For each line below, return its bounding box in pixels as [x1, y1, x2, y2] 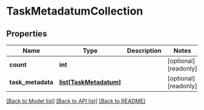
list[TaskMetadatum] [59, 78, 121, 86]
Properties [6, 29, 47, 39]
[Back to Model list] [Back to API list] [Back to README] [6, 97, 146, 105]
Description [127, 47, 162, 55]
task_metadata [9, 78, 53, 86]
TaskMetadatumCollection [6, 4, 144, 18]
